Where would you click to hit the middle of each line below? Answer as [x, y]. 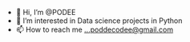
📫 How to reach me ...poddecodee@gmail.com [95, 29]
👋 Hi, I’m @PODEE [46, 12]
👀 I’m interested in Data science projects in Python [99, 21]
